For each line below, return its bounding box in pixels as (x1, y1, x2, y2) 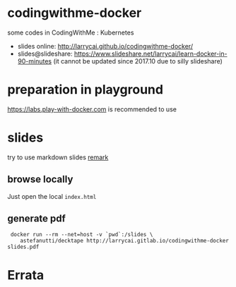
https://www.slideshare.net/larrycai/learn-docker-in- (73, 49, 228, 58)
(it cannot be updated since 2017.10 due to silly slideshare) (52, 56, 223, 65)
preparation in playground (7, 82, 164, 98)
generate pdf (7, 213, 66, 225)
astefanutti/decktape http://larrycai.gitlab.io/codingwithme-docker (20, 238, 230, 245)
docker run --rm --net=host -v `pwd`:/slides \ (10, 231, 153, 238)
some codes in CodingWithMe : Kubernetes (7, 28, 134, 37)
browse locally (7, 173, 73, 185)
